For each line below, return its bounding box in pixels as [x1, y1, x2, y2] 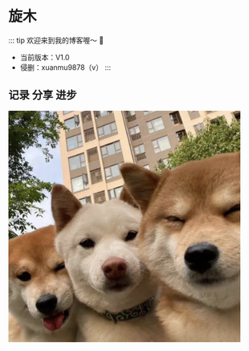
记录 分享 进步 [8, 88, 77, 102]
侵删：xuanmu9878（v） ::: [19, 62, 112, 72]
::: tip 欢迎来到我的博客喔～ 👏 [8, 35, 104, 45]
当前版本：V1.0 [19, 52, 70, 62]
